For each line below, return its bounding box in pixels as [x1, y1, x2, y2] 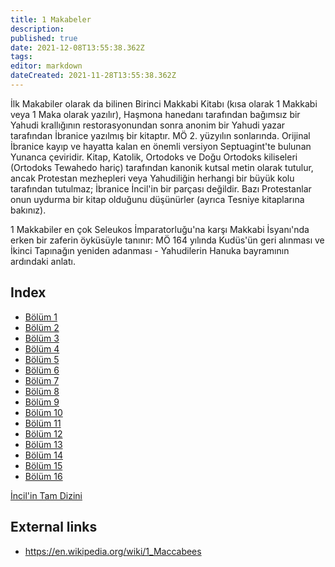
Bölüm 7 [24, 374, 60, 386]
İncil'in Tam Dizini [10, 489, 83, 501]
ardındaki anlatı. [10, 255, 76, 267]
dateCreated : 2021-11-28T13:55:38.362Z [10, 71, 177, 81]
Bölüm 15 [24, 459, 63, 471]
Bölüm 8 [24, 385, 60, 397]
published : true [10, 33, 78, 43]
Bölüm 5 [24, 353, 60, 365]
